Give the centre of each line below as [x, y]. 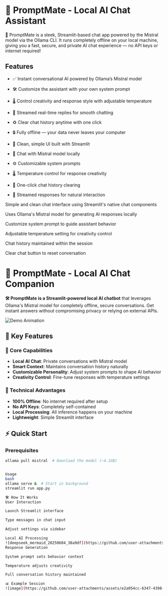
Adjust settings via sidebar [35, 529]
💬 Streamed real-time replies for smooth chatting [63, 112]
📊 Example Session [25, 584]
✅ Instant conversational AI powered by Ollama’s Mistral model [77, 79]
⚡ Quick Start [26, 434]
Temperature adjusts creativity [39, 566]
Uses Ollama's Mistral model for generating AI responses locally [71, 214]
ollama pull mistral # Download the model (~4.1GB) [61, 461]
